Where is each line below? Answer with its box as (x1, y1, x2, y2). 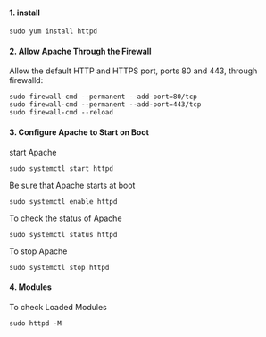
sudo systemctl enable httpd (9, 197, 118, 206)
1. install (9, 7, 40, 18)
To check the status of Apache (9, 213, 122, 223)
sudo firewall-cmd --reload (9, 108, 114, 117)
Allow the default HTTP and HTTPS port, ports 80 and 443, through (9, 65, 258, 76)
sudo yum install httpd (9, 27, 98, 36)
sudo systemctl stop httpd (9, 263, 110, 272)
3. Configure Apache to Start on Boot (9, 127, 150, 138)
